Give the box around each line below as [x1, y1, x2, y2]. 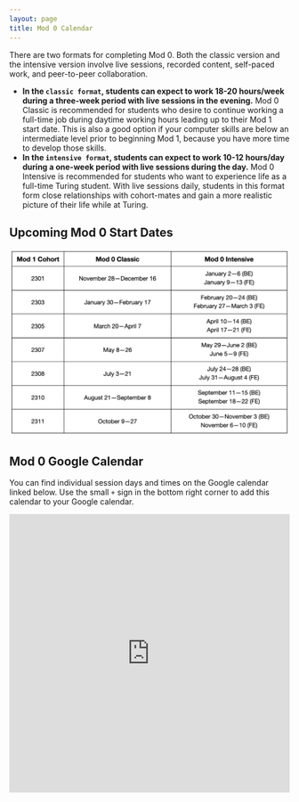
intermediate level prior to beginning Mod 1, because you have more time [21, 133, 290, 143]
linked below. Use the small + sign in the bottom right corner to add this [9, 487, 270, 498]
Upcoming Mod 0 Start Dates [9, 225, 174, 240]
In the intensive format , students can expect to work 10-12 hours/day [21, 151, 285, 162]
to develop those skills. [21, 143, 107, 153]
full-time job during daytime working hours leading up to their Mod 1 [21, 114, 272, 125]
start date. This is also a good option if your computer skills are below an [21, 123, 289, 134]
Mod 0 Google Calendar [9, 454, 144, 469]
